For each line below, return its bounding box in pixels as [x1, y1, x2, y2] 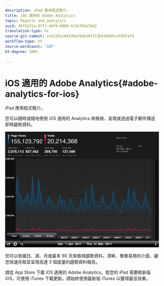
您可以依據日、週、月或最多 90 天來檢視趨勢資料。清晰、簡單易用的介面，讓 [5, 253, 159, 259]
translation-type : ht [5, 28, 49, 34]
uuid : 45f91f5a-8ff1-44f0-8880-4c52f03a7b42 [5, 24, 97, 28]
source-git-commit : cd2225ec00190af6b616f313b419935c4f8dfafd [5, 34, 134, 39]
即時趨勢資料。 [5, 121, 35, 127]
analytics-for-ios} [5, 88, 80, 99]
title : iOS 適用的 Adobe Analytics [5, 13, 75, 18]
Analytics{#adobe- [78, 77, 158, 89]
